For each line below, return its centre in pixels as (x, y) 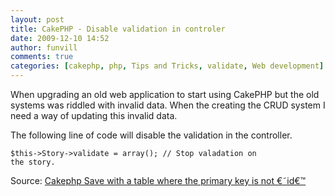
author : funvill (44, 47)
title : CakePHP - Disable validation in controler (118, 29)
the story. (33, 162)
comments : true (42, 57)
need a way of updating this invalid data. (94, 115)
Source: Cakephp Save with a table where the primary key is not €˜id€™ (158, 180)
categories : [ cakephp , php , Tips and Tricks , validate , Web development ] (167, 66)
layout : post (37, 19)
